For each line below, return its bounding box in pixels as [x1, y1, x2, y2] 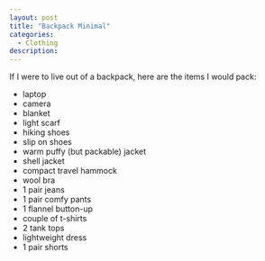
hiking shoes [22, 127, 70, 138]
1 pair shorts [22, 242, 69, 253]
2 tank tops [22, 222, 65, 234]
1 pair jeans [22, 184, 65, 195]
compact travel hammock [22, 166, 117, 176]
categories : [9, 30, 54, 39]
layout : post [9, 13, 59, 22]
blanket [22, 108, 51, 119]
